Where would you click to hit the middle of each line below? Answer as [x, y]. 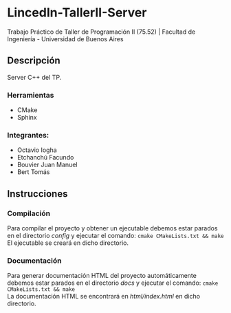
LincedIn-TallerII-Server [77, 13]
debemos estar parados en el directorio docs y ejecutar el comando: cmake [113, 283]
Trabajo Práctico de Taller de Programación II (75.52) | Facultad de [101, 32]
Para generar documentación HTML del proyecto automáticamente [102, 276]
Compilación [29, 213]
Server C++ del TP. [34, 77]
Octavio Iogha [37, 150]
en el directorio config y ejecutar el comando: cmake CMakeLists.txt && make [116, 236]
